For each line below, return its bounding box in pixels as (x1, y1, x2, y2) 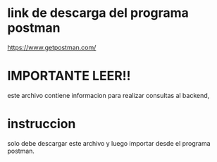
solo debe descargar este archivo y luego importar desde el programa (7, 139, 211, 147)
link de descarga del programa (7, 5, 189, 21)
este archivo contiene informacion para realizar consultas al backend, (7, 91, 210, 99)
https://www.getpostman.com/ (7, 43, 97, 51)
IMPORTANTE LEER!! (7, 68, 131, 84)
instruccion (7, 116, 76, 132)
